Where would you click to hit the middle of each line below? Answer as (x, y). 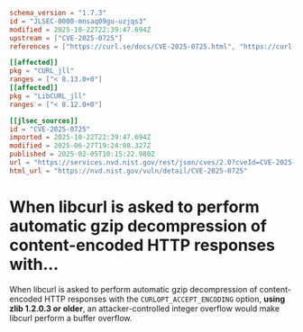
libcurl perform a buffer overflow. (71, 318)
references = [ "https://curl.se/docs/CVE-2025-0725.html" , (123, 46)
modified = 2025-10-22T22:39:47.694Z (80, 30)
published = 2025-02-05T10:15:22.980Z (82, 154)
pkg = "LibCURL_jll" (48, 96)
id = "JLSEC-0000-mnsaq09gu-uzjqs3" (78, 21)
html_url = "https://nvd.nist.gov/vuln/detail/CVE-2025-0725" (129, 171)
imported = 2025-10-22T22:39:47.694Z (80, 138)
